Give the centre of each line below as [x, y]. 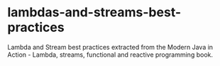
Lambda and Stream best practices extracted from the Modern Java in [110, 47]
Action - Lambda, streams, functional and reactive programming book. [110, 55]
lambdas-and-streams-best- [94, 12]
